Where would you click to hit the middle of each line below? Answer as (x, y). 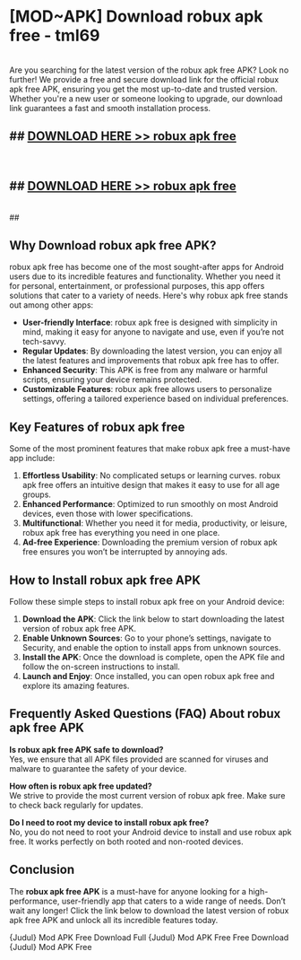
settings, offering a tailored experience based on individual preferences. (155, 399)
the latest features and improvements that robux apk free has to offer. (150, 361)
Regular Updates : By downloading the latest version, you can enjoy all (152, 351)
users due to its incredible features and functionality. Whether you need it (145, 276)
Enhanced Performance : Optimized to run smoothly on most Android (150, 504)
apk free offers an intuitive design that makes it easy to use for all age (151, 485)
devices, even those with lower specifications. (107, 514)
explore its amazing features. (76, 685)
